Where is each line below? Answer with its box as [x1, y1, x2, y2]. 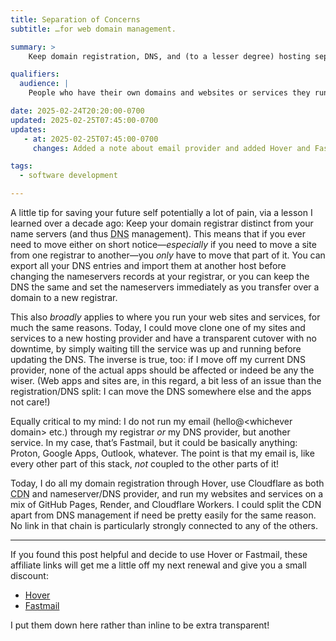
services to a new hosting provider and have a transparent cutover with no [10, 332, 317, 344]
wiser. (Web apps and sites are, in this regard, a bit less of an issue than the [10, 375, 322, 386]
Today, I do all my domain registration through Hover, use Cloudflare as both [10, 477, 325, 489]
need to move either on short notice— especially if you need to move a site [10, 239, 317, 250]
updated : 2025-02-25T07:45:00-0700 [10, 115, 159, 125]
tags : [10, 161, 33, 171]
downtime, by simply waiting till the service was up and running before [10, 343, 302, 355]
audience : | [19, 79, 70, 89]
